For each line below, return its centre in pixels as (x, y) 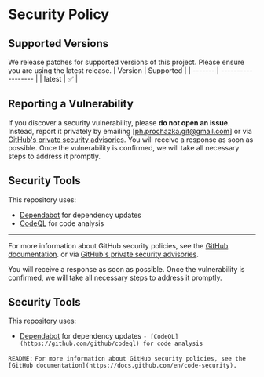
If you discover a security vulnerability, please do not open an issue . (119, 122)
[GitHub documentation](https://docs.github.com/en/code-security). (123, 366)
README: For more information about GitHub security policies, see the (127, 359)
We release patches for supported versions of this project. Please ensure (126, 62)
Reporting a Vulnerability (71, 104)
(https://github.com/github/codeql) (79, 344)
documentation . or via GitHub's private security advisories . (103, 254)
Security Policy (59, 14)
